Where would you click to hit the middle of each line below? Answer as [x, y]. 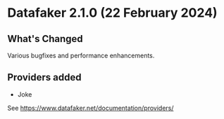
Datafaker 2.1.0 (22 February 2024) [112, 13]
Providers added [44, 77]
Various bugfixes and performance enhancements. [81, 55]
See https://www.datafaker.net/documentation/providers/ [91, 108]
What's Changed [45, 39]
